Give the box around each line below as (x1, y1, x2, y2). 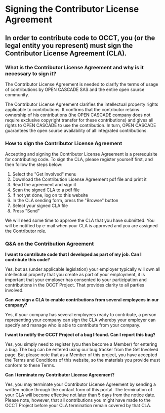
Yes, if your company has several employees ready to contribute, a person (5, 312, 157, 318)
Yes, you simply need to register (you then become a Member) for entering (5, 341, 158, 347)
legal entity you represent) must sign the (5, 41, 133, 50)
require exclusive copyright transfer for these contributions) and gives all (5, 117, 154, 123)
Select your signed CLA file (12, 203, 68, 208)
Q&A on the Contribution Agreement (5, 241, 94, 248)
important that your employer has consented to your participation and (5, 277, 147, 283)
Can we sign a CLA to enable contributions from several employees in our (5, 297, 159, 303)
